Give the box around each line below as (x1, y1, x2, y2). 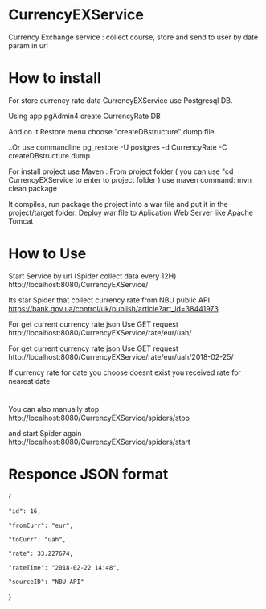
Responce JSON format (8, 465, 169, 483)
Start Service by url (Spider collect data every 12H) (8, 271, 177, 281)
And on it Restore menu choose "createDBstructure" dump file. (8, 126, 217, 136)
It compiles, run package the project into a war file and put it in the (8, 199, 228, 208)
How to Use (8, 245, 87, 263)
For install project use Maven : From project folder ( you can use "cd (8, 167, 234, 176)
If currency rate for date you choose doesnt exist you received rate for (8, 368, 241, 377)
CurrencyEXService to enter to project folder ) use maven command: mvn (8, 175, 252, 184)
